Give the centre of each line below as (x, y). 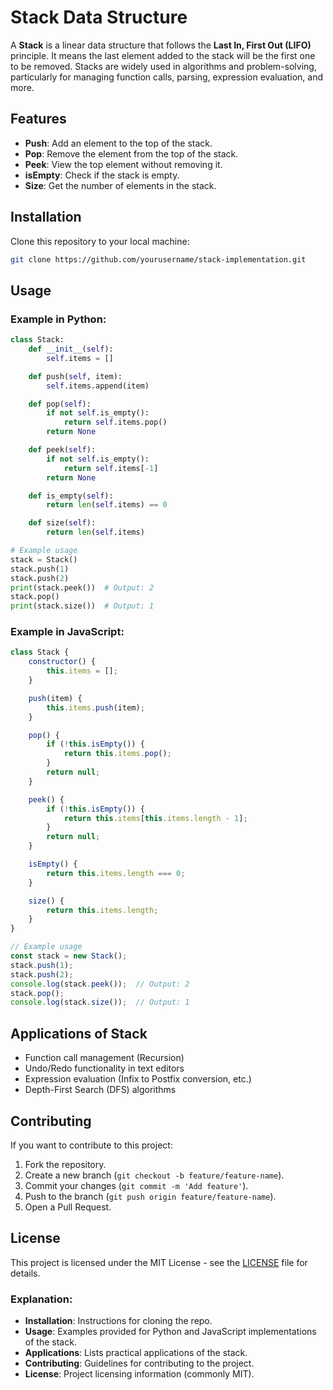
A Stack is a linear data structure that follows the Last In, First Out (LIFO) (161, 45)
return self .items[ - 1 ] (111, 468)
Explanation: (41, 1299)
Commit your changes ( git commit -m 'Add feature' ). (136, 1185)
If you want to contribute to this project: (91, 1145)
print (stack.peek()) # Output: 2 (82, 587)
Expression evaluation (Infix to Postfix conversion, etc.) (138, 1079)
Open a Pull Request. (68, 1207)
